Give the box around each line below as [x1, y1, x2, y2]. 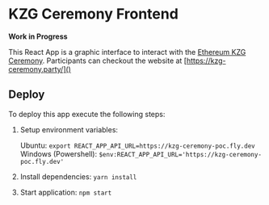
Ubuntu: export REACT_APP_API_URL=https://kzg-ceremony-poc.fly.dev [19, 140, 256, 150]
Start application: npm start [19, 187, 112, 197]
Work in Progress [8, 31, 68, 41]
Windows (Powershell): [19, 149, 98, 158]
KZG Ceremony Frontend [8, 5, 179, 23]
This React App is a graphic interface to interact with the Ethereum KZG [8, 47, 246, 56]
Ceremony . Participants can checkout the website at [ [8, 56, 187, 65]
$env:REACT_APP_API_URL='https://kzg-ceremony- [99, 150, 263, 158]
